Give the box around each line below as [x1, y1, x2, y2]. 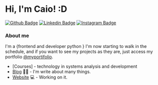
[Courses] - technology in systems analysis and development [12, 63, 137, 70]
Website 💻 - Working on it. [12, 74, 68, 80]
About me [5, 32, 30, 39]
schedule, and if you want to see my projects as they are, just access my [5, 48, 153, 55]
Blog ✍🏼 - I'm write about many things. [12, 69, 91, 75]
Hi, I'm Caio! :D [5, 3, 68, 15]
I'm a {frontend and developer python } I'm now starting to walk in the [5, 43, 147, 49]
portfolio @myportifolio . [5, 54, 53, 60]
